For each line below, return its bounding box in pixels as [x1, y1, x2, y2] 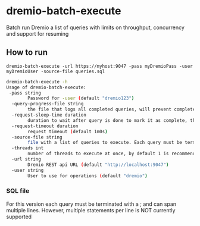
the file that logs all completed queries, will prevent [27, 106, 171, 112]
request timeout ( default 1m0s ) [27, 128, 108, 134]
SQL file [6, 187, 30, 195]
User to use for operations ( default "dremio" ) [27, 172, 148, 179]
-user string [11, 167, 44, 173]
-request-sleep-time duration [11, 112, 86, 118]
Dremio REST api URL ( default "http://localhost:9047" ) [27, 162, 169, 168]
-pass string [8, 90, 42, 96]
